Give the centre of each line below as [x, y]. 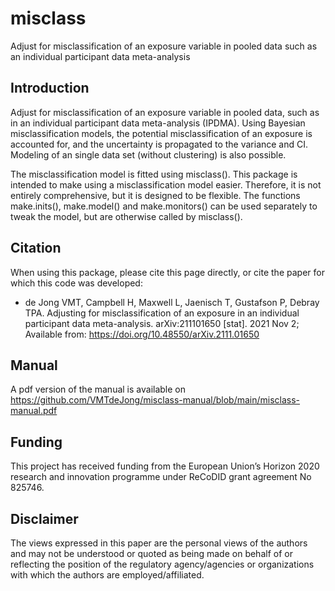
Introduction [50, 88]
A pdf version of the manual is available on [98, 389]
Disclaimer [44, 518]
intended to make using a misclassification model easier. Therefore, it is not [166, 184]
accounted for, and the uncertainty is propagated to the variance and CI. [159, 144]
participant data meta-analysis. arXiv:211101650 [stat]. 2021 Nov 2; [162, 323]
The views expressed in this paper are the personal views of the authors [159, 543]
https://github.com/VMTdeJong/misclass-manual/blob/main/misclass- [155, 400]
